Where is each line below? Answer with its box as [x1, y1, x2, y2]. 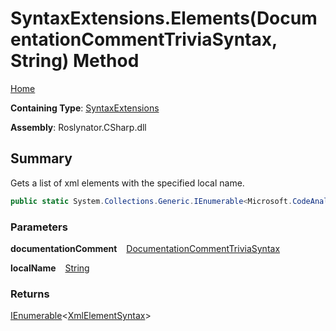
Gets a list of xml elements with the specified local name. [10, 177, 245, 189]
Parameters [10, 220, 68, 234]
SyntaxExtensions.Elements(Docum [10, 7, 318, 30]
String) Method [10, 50, 140, 72]
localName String [10, 262, 90, 274]
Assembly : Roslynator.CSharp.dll [10, 121, 147, 133]
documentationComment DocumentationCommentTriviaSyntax [10, 242, 281, 254]
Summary [10, 150, 73, 167]
